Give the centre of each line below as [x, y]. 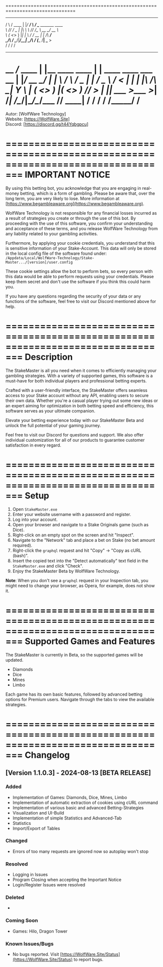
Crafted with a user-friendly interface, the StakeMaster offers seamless [76, 390]
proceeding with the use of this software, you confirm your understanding [79, 223]
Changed [17, 841]
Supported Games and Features [90, 641]
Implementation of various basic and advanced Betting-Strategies [78, 808]
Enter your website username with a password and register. [72, 514]
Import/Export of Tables [36, 828]
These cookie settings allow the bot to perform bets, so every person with [79, 271]
